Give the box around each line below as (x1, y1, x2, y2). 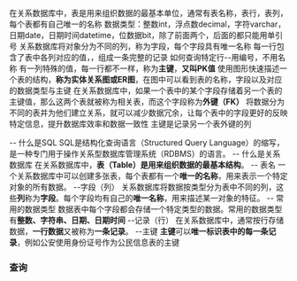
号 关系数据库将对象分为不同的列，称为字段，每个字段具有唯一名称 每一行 (9, 41, 277, 51)
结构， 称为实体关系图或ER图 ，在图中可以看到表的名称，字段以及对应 (32, 74, 283, 84)
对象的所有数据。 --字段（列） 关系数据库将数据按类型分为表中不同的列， (9, 182, 277, 192)
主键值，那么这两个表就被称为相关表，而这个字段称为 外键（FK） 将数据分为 (9, 97, 286, 106)
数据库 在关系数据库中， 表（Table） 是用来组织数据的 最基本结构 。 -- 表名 (9, 160, 277, 170)
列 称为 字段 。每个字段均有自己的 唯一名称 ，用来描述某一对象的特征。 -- (17, 193, 274, 203)
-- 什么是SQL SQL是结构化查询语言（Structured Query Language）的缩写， (9, 137, 285, 148)
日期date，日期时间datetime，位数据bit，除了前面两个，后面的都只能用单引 (9, 30, 284, 40)
